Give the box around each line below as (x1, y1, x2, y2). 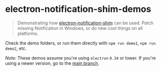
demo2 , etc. (5, 45, 27, 51)
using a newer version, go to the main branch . (5, 60, 100, 66)
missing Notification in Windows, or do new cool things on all (17, 25, 143, 31)
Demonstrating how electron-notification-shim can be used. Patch (17, 20, 154, 26)
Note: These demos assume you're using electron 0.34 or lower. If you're (5, 55, 156, 61)
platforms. (17, 30, 39, 36)
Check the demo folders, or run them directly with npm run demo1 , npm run (5, 40, 156, 46)
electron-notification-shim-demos (5, 3, 152, 15)
